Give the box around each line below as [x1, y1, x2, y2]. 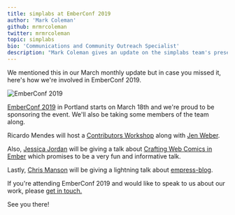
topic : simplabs [7, 36, 55, 43]
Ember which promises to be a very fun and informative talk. [7, 151, 181, 161]
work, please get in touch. [7, 186, 83, 195]
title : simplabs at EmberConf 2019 [7, 10, 111, 17]
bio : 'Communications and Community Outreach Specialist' [7, 43, 180, 50]
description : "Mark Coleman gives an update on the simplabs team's [7, 50, 211, 57]
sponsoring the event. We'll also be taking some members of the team [7, 110, 209, 119]
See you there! [7, 200, 50, 208]
